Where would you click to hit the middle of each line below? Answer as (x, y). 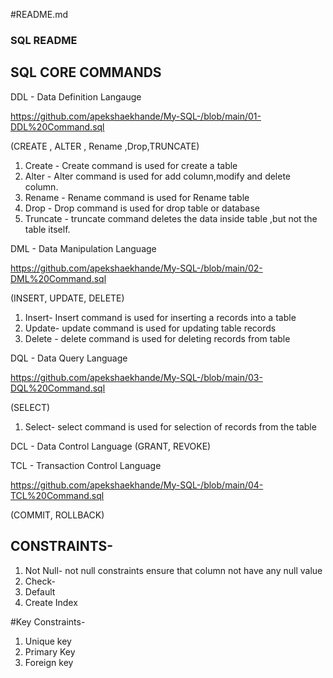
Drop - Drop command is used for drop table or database (142, 208)
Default (40, 591)
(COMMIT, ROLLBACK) (57, 515)
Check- (40, 581)
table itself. (47, 229)
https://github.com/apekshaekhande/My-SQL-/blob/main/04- (137, 485)
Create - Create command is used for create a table (131, 165)
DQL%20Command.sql (58, 388)
